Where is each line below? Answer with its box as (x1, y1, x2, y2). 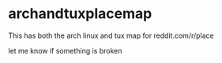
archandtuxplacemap (8, 5, 152, 23)
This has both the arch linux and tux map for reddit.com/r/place (8, 31, 215, 40)
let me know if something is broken (8, 46, 122, 55)
